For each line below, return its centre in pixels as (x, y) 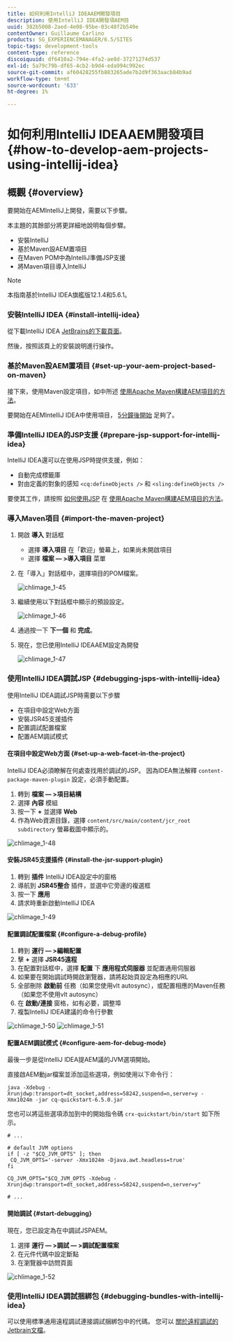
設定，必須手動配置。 (102, 779)
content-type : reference (43, 53)
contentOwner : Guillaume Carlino (56, 33)
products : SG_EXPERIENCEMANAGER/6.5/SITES (70, 40)
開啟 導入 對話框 (40, 535)
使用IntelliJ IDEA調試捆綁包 (53, 1296)
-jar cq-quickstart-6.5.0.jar (79, 1100)
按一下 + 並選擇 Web (47, 811)
